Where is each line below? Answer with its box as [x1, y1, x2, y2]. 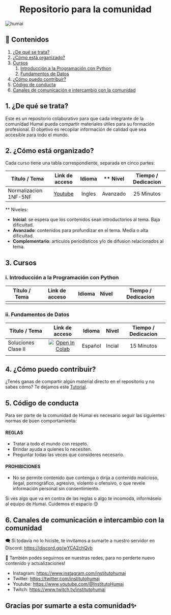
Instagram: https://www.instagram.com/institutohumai [12, 570, 126, 576]
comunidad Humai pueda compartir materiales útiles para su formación [5, 121, 155, 127]
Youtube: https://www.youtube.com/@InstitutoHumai [12, 581, 124, 587]
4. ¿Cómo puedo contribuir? [5, 365, 96, 374]
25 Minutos [133, 190, 161, 197]
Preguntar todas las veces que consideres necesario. [12, 451, 125, 458]
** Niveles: [5, 207, 28, 213]
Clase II [8, 346, 26, 353]
